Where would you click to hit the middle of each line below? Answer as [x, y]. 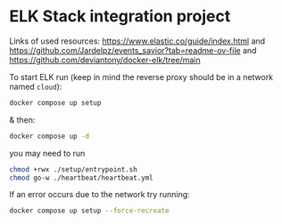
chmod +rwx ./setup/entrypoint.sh [74, 169]
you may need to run [47, 153]
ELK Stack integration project [120, 16]
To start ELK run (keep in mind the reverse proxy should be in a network [141, 76]
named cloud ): [36, 86]
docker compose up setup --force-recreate [89, 211]
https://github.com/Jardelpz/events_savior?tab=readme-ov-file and [133, 50]
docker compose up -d [50, 136]
